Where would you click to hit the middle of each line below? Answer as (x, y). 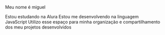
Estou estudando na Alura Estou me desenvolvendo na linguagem (72, 17)
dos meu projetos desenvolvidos (38, 27)
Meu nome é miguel (25, 7)
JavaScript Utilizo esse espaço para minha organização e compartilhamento (83, 22)
